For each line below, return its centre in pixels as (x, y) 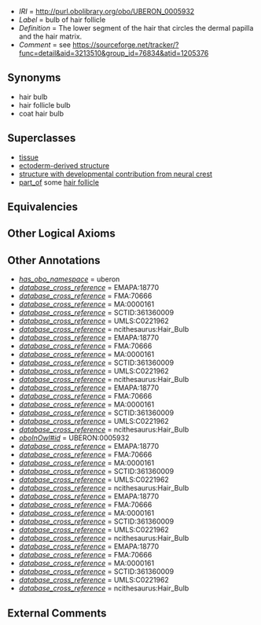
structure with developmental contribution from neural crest (116, 174)
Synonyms (34, 78)
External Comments (57, 613)
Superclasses (42, 138)
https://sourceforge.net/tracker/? (126, 45)
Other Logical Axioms (61, 234)
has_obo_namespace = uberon (69, 279)
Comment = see (45, 45)
